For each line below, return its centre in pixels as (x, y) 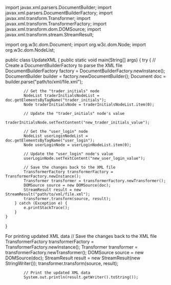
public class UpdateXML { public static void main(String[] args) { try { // (81, 60)
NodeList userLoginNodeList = (56, 136)
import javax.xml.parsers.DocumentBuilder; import (58, 7)
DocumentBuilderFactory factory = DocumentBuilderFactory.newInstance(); (85, 71)
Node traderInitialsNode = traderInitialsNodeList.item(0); (89, 105)
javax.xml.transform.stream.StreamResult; (49, 35)
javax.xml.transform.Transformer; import (48, 18)
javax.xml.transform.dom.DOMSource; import (53, 29)
